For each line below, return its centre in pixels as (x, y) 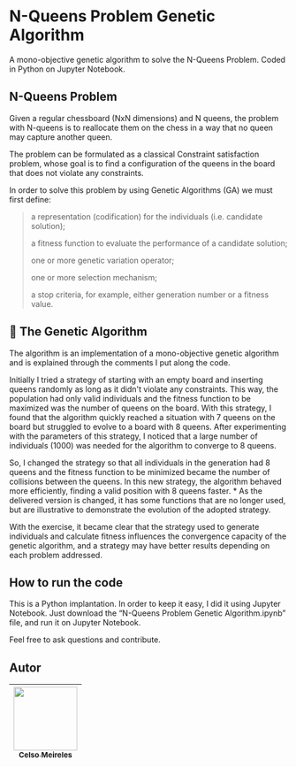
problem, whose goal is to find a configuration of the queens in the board (142, 163)
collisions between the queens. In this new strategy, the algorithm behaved (146, 481)
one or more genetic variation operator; (102, 260)
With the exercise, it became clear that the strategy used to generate (134, 526)
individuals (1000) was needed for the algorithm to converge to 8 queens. (143, 445)
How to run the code (66, 583)
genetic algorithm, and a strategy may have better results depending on (140, 545)
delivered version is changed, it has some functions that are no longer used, (148, 500)
